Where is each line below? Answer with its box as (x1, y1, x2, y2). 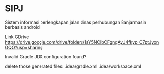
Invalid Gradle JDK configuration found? (5, 53, 87, 59)
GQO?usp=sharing (5, 44, 43, 50)
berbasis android (5, 24, 40, 30)
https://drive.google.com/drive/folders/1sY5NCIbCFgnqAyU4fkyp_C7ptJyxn (5, 39, 159, 45)
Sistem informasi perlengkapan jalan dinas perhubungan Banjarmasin (5, 19, 147, 25)
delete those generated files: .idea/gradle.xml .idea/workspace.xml (5, 63, 142, 69)
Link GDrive (5, 34, 29, 40)
